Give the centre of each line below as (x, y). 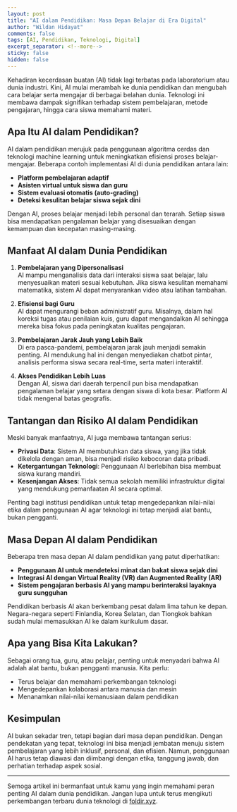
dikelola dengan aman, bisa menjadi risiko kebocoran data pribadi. (114, 459)
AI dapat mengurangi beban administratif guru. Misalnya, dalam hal (115, 312)
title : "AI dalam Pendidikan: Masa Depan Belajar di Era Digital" (107, 20)
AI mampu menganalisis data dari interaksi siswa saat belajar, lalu (113, 275)
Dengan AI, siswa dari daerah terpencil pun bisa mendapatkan (108, 383)
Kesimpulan (34, 719)
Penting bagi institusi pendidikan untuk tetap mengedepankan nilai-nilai (111, 503)
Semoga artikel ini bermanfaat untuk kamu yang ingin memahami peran (111, 786)
